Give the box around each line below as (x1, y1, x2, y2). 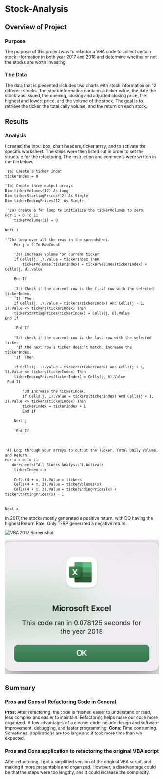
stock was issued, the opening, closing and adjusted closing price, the (5, 93, 146, 99)
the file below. (5, 159, 33, 164)
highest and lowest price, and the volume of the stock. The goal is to (5, 98, 143, 104)
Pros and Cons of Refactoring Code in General (5, 698, 116, 705)
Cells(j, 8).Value (5, 267, 42, 272)
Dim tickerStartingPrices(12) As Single (5, 193, 89, 198)
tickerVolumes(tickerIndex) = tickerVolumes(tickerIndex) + (22, 262, 147, 267)
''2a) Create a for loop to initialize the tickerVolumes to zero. (5, 208, 145, 213)
